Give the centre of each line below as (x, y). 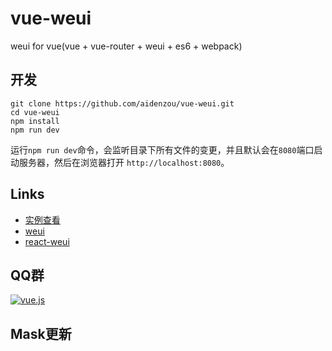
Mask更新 (41, 333)
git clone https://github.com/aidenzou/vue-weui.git (122, 103)
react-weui (47, 241)
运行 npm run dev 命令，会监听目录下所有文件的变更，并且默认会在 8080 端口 (162, 149)
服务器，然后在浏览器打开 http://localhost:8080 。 (124, 162)
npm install (35, 121)
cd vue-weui (35, 112)
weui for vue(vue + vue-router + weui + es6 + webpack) (126, 46)
